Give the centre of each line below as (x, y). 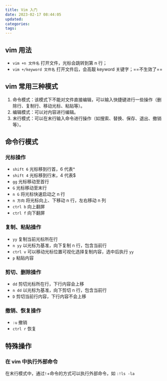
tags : (11, 29)
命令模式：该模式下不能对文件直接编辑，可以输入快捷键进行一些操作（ (85, 99)
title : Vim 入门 (21, 10)
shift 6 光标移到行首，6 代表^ (44, 169)
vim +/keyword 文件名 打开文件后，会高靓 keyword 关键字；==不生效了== (87, 69)
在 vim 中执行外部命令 (31, 361)
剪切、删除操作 (23, 272)
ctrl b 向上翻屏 (28, 207)
